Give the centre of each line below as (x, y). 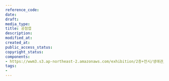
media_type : (18, 24)
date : (11, 15)
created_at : (18, 43)
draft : (12, 19)
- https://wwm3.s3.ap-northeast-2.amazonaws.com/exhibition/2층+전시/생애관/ (86, 61)
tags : (11, 66)
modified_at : (19, 38)
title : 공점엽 (18, 29)
